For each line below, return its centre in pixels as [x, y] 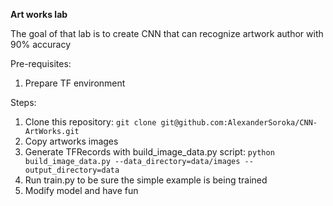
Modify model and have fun [81, 190]
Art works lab [39, 14]
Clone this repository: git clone [90, 122]
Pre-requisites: [41, 63]
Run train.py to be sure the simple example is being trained [146, 180]
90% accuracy [41, 44]
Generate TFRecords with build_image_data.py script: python [149, 152]
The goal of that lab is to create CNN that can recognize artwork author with [167, 33]
